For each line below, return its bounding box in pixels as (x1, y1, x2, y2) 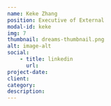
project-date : (7, 68, 49, 75)
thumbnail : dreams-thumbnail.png (7, 36, 105, 43)
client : (7, 75, 30, 82)
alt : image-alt (7, 43, 52, 50)
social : (7, 50, 30, 56)
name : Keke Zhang (7, 10, 58, 17)
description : (7, 88, 45, 95)
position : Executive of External (7, 17, 105, 24)
